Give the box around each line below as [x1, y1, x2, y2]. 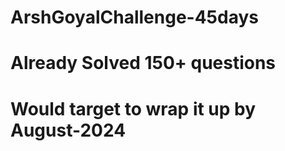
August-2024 [10, 119, 127, 141]
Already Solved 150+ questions [10, 52, 277, 75]
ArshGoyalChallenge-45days [10, 6, 260, 29]
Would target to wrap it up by [10, 97, 257, 120]
